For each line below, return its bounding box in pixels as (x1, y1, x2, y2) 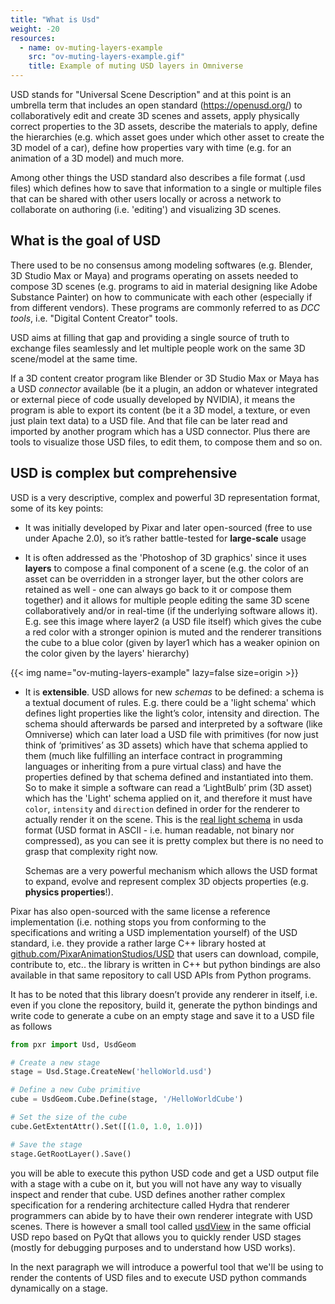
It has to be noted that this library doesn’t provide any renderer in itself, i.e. (10, 988, 318, 1000)
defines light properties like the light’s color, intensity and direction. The (24, 707, 320, 719)
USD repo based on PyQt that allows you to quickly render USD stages (10, 1231, 302, 1243)
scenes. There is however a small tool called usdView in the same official (10, 1220, 312, 1232)
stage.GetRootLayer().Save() (10, 1149, 132, 1159)
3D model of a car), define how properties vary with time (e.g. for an (10, 142, 292, 153)
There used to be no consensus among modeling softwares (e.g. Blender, (10, 259, 313, 271)
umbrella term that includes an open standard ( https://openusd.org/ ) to (10, 99, 303, 111)
